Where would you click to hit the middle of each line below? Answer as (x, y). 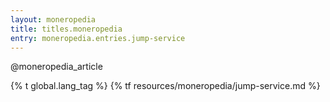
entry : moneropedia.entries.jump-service (98, 38)
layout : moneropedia (53, 19)
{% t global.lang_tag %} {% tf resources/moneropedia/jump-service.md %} (165, 86)
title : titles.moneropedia (66, 29)
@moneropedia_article (56, 67)
